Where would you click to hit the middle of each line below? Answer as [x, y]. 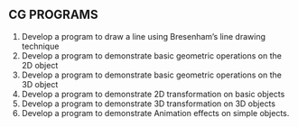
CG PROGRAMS [53, 15]
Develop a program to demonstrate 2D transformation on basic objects [153, 94]
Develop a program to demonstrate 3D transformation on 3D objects [149, 104]
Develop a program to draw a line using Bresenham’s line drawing [144, 36]
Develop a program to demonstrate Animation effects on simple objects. [155, 113]
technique [40, 46]
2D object [40, 65]
